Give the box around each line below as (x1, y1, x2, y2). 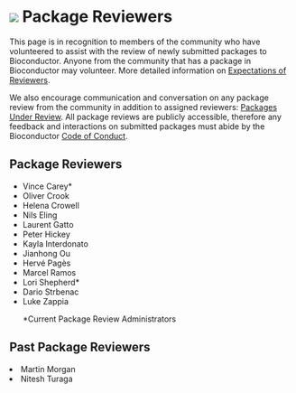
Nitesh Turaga (21, 373, 74, 384)
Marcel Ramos (22, 267, 77, 277)
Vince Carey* (22, 181, 73, 192)
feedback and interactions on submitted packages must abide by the (9, 120, 265, 132)
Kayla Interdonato (22, 238, 88, 249)
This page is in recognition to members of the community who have (9, 36, 261, 47)
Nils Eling (22, 210, 58, 220)
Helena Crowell (22, 200, 79, 211)
